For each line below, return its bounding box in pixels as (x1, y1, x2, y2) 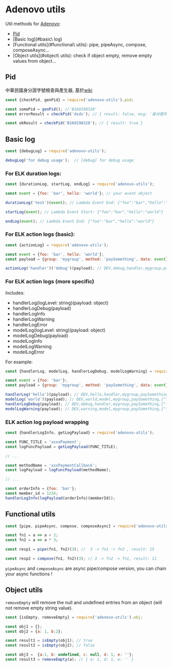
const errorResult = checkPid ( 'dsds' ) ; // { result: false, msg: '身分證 (5, 112, 164, 117)
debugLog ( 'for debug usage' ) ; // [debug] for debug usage (5, 158, 134, 163)
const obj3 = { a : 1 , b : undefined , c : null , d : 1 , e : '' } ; (5, 652, 134, 657)
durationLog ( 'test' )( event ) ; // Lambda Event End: (5, 200, 116, 205)
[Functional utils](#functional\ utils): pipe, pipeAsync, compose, (12, 41, 147, 47)
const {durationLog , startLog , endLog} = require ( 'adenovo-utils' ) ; (5, 181, 155, 187)
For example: (5, 359, 33, 365)
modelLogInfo (12, 338, 42, 344)
